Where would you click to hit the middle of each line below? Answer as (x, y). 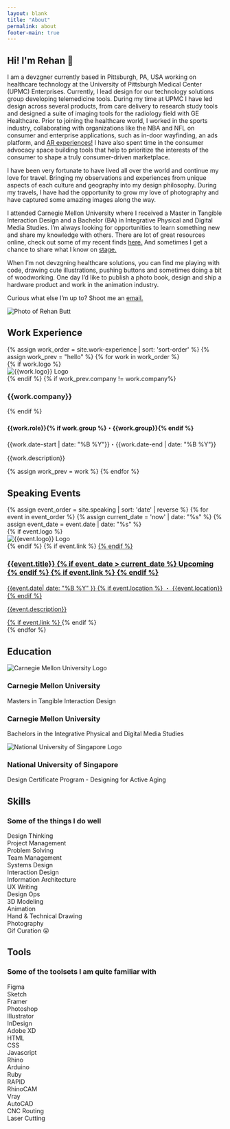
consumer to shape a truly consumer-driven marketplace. (89, 157)
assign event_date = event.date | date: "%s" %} (74, 524)
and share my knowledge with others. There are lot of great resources (106, 235)
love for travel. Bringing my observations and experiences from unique (107, 178)
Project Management (37, 843)
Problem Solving (30, 850)
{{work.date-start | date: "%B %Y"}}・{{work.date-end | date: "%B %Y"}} (112, 444)
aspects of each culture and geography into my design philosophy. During (112, 185)
